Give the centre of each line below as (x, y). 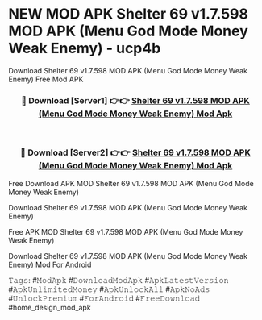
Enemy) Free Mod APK (46, 79)
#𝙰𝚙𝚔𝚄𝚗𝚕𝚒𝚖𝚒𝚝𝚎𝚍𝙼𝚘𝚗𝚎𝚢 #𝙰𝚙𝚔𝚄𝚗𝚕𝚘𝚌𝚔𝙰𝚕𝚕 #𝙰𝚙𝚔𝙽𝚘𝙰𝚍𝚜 (109, 289)
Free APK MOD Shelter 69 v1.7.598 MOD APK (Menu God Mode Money (126, 231)
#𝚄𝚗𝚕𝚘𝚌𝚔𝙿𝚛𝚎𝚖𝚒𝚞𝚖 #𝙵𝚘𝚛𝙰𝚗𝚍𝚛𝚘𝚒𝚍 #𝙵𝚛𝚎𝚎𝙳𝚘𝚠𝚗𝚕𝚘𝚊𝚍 (104, 298)
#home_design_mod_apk (50, 307)
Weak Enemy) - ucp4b (85, 48)
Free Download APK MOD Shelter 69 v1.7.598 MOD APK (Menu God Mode (131, 183)
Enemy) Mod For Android (50, 264)
